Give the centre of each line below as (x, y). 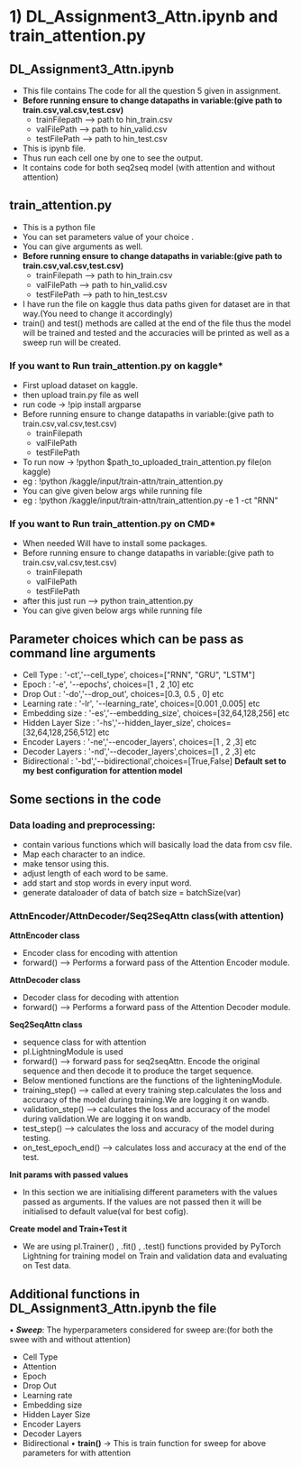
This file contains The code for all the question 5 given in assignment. (151, 91)
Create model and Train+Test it (68, 1229)
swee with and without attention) (70, 1340)
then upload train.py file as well (81, 395)
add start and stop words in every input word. (107, 883)
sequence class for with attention (84, 1042)
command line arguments (82, 653)
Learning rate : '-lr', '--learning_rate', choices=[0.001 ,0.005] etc (141, 704)
